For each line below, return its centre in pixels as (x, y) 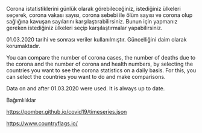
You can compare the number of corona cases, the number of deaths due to (101, 57)
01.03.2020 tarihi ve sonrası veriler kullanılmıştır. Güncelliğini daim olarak (96, 39)
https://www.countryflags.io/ (42, 123)
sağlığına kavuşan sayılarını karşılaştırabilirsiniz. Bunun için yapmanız (92, 21)
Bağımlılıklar (21, 100)
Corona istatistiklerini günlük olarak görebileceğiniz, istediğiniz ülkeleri (93, 9)
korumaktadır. (24, 46)
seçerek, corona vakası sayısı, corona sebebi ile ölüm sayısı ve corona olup (99, 15)
